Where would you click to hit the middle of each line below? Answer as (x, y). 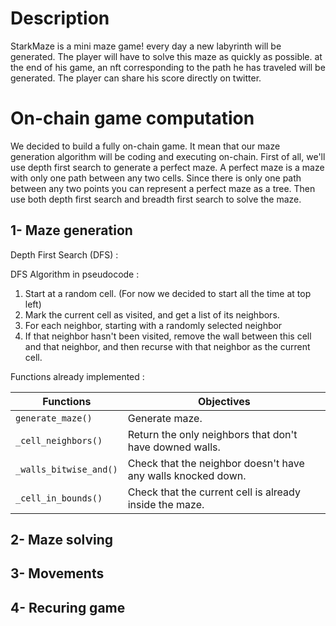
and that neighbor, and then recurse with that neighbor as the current (167, 346)
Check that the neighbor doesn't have (216, 463)
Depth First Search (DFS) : (64, 254)
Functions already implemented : (77, 376)
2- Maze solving (62, 540)
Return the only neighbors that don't (212, 434)
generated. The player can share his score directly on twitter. (136, 78)
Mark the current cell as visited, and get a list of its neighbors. (152, 314)
